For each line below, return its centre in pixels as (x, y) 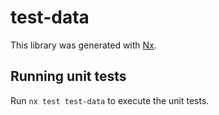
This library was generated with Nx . (83, 45)
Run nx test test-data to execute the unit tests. (110, 100)
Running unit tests (68, 76)
